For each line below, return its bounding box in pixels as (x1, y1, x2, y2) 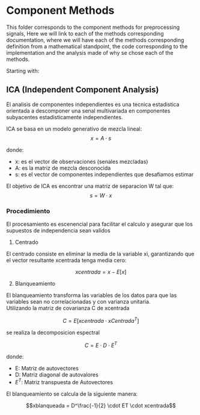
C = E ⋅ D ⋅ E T (84, 340, 118, 349)
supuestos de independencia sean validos (6, 227, 111, 234)
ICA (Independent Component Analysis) (6, 85, 159, 95)
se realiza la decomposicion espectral (6, 329, 100, 336)
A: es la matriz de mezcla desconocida (14, 164, 111, 172)
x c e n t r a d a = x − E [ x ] (75, 269, 127, 276)
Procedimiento (6, 207, 50, 215)
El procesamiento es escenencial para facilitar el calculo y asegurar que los (6, 220, 193, 228)
